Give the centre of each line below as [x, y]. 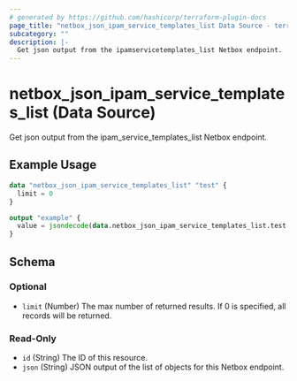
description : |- [39, 42]
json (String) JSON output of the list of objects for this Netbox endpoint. [153, 367]
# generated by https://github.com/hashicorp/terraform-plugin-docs [138, 17]
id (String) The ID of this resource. [85, 358]
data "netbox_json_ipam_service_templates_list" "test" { [118, 185]
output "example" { [45, 217]
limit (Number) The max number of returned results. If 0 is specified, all [154, 306]
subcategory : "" [39, 34]
